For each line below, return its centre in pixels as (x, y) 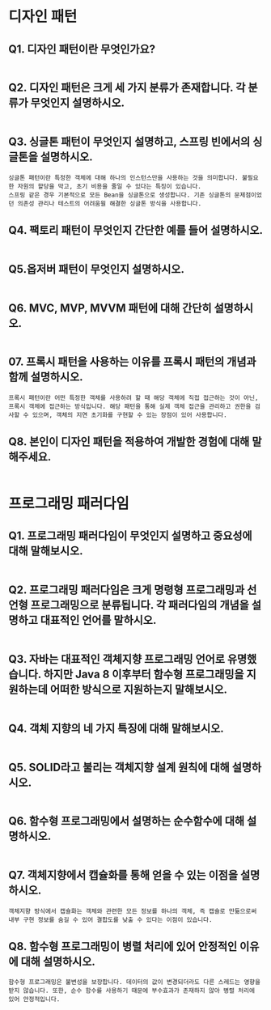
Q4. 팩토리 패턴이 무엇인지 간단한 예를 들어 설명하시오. (136, 230)
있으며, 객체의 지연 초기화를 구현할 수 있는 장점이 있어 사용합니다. (130, 415)
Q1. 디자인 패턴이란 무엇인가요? (82, 49)
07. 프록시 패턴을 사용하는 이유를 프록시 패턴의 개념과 (132, 362)
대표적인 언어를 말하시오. (98, 620)
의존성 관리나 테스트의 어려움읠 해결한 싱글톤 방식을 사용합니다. (110, 203)
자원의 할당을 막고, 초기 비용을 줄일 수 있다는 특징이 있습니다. (110, 186)
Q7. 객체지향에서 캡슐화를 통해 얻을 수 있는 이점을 (123, 875)
